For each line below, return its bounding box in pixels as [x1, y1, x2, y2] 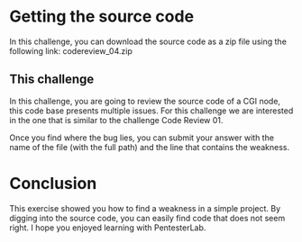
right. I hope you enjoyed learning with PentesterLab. [9, 222, 206, 233]
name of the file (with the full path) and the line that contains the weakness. [9, 141, 290, 152]
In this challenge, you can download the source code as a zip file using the [9, 36, 287, 47]
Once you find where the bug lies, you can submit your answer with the [9, 132, 275, 143]
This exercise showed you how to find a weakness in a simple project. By [9, 202, 281, 213]
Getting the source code [9, 6, 195, 27]
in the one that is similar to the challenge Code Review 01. [9, 114, 224, 125]
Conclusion [9, 173, 97, 193]
